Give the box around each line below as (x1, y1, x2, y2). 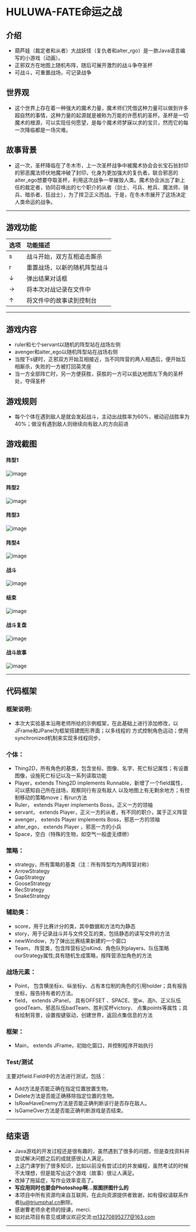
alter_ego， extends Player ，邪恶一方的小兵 (14, 823, 122, 831)
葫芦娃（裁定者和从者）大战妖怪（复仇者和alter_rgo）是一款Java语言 (14, 47, 181, 54)
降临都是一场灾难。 (24, 126, 71, 133)
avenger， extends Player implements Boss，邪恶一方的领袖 (14, 816, 160, 823)
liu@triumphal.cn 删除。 (19, 1199, 76, 1206)
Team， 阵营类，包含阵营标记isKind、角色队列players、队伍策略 (14, 944, 169, 951)
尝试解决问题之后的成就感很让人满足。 (14, 1155, 107, 1162)
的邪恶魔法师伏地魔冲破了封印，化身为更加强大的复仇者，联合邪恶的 (14, 169, 178, 176)
